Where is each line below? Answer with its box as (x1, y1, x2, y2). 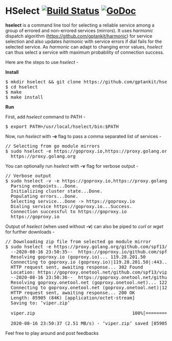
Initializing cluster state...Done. (10, 188, 103, 194)
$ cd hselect (5, 84, 38, 89)
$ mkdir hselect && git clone (5, 79, 81, 84)
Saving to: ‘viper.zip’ (10, 300, 71, 306)
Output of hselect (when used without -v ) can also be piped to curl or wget (5, 223, 164, 230)
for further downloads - (5, 229, 55, 235)
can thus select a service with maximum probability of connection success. (5, 49, 164, 55)
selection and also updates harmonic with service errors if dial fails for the (5, 38, 162, 44)
